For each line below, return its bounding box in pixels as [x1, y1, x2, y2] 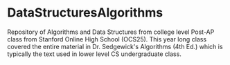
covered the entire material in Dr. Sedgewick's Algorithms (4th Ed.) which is [7, 42, 223, 50]
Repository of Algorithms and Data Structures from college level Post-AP [7, 28, 215, 36]
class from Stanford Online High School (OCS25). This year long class [7, 35, 206, 43]
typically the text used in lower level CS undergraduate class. [7, 50, 182, 58]
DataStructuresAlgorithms [7, 5, 163, 21]
